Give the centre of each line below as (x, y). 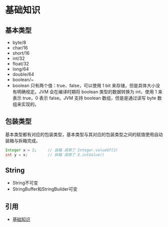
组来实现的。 (25, 104)
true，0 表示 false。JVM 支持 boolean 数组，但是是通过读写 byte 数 (92, 98)
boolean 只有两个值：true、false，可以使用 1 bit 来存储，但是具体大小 (84, 86)
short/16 (21, 53)
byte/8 (19, 42)
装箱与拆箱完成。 (23, 141)
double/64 (23, 74)
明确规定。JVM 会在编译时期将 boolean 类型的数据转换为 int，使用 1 (87, 92)
